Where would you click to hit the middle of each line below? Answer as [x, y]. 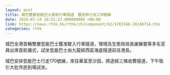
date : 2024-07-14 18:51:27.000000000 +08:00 [53, 19]
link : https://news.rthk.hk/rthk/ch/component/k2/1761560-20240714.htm [82, 24]
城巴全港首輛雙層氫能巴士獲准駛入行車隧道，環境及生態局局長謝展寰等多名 [83, 44]
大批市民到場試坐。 [29, 67]
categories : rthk [24, 29]
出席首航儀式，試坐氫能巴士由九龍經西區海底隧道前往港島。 [72, 50]
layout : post [19, 10]
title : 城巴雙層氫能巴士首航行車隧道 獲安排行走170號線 [58, 15]
